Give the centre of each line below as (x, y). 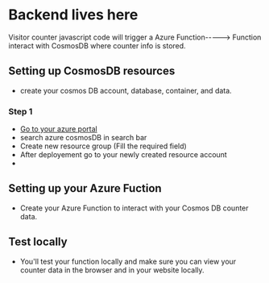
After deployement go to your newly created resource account (123, 155)
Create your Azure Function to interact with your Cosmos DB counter (134, 208)
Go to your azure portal (59, 129)
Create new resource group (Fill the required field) (103, 146)
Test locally (38, 242)
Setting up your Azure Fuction (85, 188)
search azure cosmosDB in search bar (83, 138)
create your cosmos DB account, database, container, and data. (126, 90)
